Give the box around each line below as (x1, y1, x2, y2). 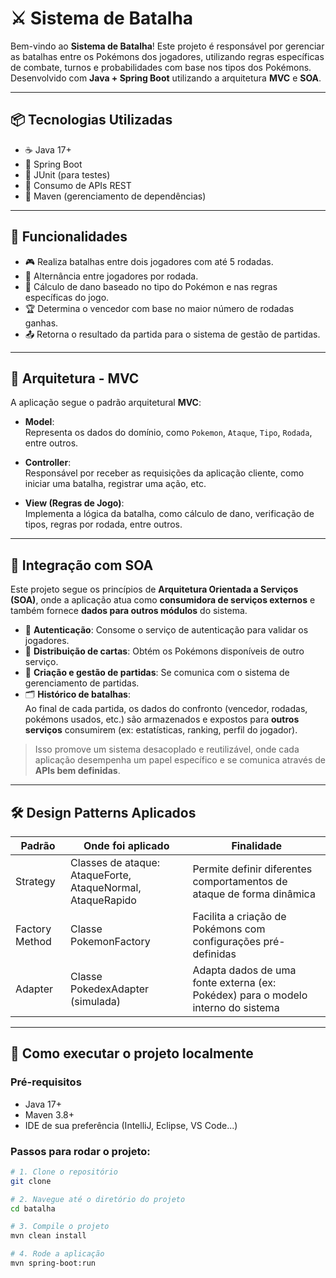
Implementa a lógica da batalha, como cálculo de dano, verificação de (24, 508, 315, 520)
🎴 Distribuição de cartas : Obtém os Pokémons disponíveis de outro (24, 645, 305, 657)
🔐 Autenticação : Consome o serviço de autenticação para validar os (24, 624, 309, 636)
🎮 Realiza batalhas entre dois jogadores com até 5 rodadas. (24, 255, 274, 267)
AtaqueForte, (70, 868, 132, 882)
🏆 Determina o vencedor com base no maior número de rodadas (24, 302, 295, 314)
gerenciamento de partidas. (24, 677, 140, 689)
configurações (192, 935, 262, 948)
